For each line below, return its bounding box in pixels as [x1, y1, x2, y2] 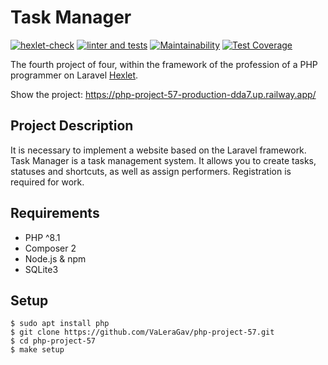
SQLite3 [24, 263, 59, 275]
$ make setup [10, 345, 65, 355]
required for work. [10, 176, 85, 188]
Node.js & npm [24, 252, 87, 265]
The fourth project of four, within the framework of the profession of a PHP [10, 58, 318, 70]
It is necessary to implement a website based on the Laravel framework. [10, 144, 307, 156]
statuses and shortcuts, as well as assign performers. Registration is [10, 165, 292, 177]
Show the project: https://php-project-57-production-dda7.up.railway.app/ [10, 88, 317, 100]
